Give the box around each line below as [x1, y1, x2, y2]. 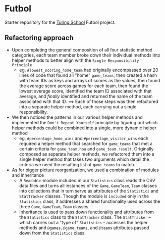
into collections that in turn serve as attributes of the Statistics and [19, 188, 159, 193]
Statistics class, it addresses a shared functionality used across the [19, 198, 161, 204]
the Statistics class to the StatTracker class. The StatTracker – [19, 214, 151, 220]
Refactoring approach [4, 34, 74, 42]
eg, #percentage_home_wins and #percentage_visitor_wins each [19, 135, 149, 141]
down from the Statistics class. [19, 230, 86, 236]
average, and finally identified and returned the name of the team [19, 93, 153, 99]
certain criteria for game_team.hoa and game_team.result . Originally [19, 145, 154, 151]
